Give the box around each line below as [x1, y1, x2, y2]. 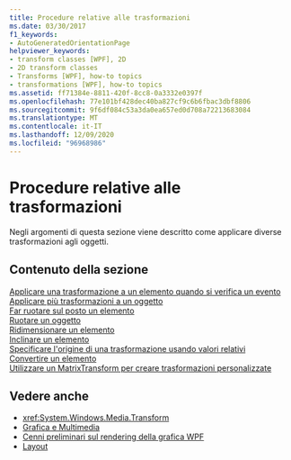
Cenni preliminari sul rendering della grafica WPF [22, 431, 205, 442]
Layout [22, 441, 48, 452]
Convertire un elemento [9, 353, 97, 364]
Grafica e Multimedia [22, 422, 101, 433]
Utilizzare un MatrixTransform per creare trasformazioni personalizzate [9, 362, 272, 374]
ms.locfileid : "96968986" [9, 139, 106, 148]
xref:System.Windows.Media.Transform [22, 412, 170, 423]
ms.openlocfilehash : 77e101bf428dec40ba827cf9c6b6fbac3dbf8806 [9, 96, 251, 106]
